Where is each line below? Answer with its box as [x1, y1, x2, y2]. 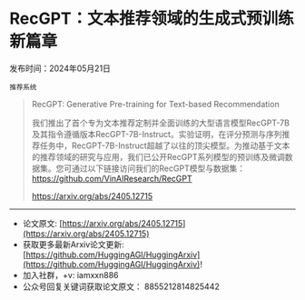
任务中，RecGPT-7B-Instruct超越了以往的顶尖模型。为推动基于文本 [39, 140, 290, 151]
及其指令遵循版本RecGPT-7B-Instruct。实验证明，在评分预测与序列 [31, 128, 282, 139]
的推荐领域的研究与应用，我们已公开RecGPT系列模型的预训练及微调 [31, 151, 286, 162]
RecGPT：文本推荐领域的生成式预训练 [9, 8, 295, 29]
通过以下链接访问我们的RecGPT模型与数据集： [71, 163, 246, 174]
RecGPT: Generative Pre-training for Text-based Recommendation [31, 98, 280, 109]
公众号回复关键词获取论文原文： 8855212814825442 [22, 281, 220, 292]
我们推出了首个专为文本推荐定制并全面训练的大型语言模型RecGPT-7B [31, 117, 290, 128]
